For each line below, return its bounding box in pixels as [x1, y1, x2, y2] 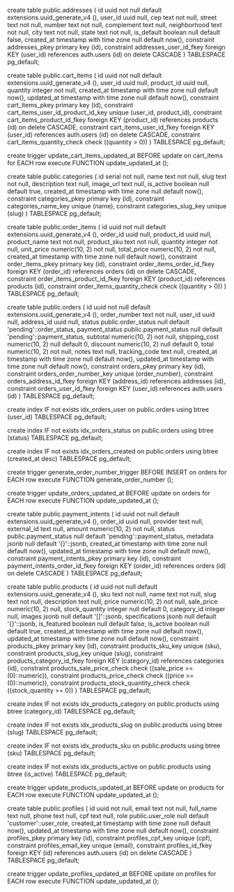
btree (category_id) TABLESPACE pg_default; [7, 707, 136, 715]
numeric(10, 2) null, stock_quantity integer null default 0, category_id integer [7, 605, 226, 613]
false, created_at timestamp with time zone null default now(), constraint [7, 36, 214, 44]
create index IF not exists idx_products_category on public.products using [7, 700, 219, 708]
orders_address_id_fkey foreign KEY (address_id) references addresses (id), [7, 377, 226, 385]
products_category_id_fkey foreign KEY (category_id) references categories [7, 656, 224, 665]
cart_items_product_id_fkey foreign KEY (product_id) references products [7, 116, 219, 124]
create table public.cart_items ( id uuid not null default [7, 71, 162, 79]
